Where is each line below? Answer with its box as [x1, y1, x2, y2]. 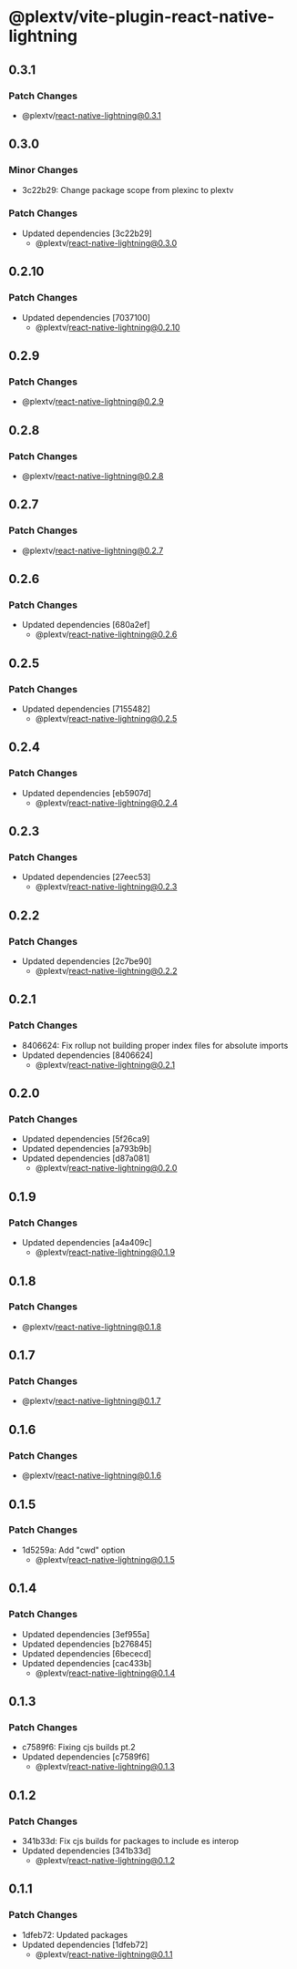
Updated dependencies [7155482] [21, 703, 151, 714]
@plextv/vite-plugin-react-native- [8, 6, 275, 27]
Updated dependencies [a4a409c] [21, 1237, 152, 1248]
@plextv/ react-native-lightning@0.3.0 [35, 237, 178, 248]
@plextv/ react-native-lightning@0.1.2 [35, 1854, 175, 1865]
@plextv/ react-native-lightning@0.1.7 [21, 1396, 161, 1407]
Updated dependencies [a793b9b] [21, 1143, 152, 1154]
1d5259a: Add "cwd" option [21, 1544, 126, 1555]
